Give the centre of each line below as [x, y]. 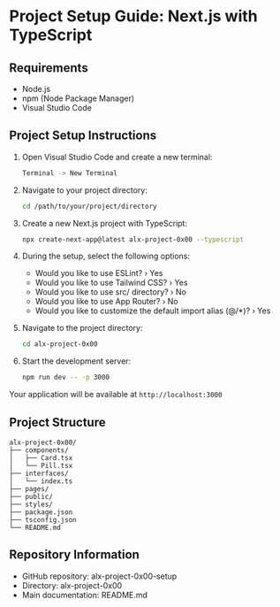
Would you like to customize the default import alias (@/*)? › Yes [153, 311]
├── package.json [41, 512]
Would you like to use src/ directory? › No [111, 292]
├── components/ [39, 450]
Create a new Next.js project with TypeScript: [105, 223]
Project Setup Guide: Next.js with [133, 16]
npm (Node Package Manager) [78, 98]
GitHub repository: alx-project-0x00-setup [99, 576]
